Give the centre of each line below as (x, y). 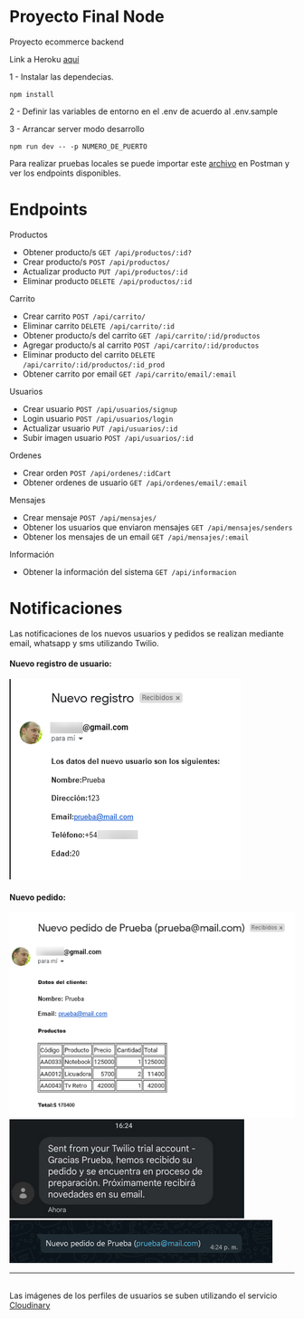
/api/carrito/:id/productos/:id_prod (94, 365)
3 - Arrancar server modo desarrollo (77, 129)
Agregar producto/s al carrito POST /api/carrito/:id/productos (141, 345)
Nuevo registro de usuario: (61, 664)
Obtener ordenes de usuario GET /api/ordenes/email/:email (135, 483)
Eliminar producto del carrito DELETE (89, 354)
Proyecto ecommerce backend (66, 42)
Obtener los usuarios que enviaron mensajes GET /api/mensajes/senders (157, 527)
